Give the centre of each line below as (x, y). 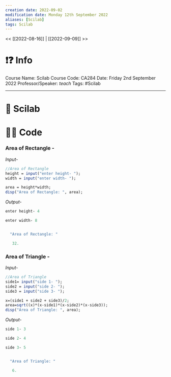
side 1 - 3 (16, 329)
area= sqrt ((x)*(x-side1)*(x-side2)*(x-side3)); (57, 305)
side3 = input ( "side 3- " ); (35, 291)
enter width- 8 (21, 221)
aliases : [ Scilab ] (25, 19)
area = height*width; (28, 187)
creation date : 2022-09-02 (34, 10)
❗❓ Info (19, 61)
